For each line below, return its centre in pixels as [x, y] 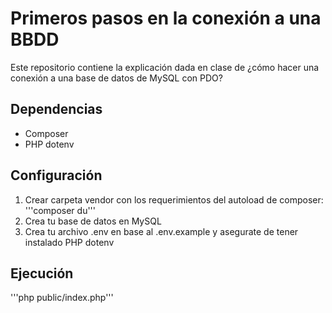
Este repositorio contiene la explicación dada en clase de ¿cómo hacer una [165, 67]
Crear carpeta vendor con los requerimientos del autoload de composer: [174, 199]
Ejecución [42, 273]
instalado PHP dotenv [69, 242]
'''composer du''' [60, 210]
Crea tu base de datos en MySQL [93, 221]
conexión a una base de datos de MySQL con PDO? [116, 78]
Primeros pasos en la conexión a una [166, 18]
